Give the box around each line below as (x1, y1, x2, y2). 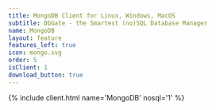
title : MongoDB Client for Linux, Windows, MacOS (8, 11, 176, 20)
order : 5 (8, 57, 37, 65)
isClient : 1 (8, 64, 48, 72)
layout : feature (8, 33, 62, 42)
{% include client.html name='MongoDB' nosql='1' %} (8, 92, 185, 102)
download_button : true (8, 71, 83, 79)
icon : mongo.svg (8, 49, 62, 57)
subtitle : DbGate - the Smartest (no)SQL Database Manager (8, 19, 208, 27)
